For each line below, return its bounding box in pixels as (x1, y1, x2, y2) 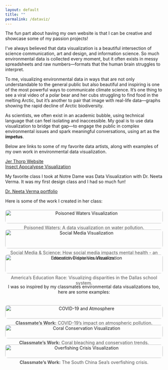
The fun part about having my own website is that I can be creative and (5, 30, 152, 36)
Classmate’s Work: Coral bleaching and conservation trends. (19, 339, 149, 345)
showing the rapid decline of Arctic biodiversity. (5, 103, 104, 109)
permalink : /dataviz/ (5, 16, 50, 21)
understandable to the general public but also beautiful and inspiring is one (5, 81, 160, 87)
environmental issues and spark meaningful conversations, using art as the (5, 128, 160, 134)
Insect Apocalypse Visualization (5, 163, 71, 170)
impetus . (5, 133, 24, 140)
